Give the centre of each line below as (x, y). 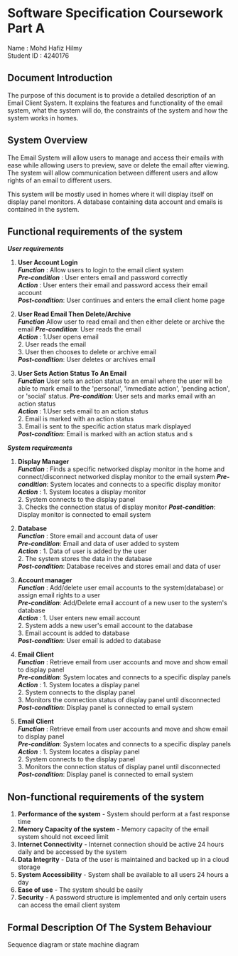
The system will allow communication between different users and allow (113, 173)
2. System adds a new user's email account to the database (105, 626)
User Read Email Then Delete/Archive (74, 314)
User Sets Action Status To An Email (72, 374)
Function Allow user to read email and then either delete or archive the (121, 322)
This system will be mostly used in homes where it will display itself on (110, 194)
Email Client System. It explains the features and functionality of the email (115, 103)
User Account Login (48, 262)
